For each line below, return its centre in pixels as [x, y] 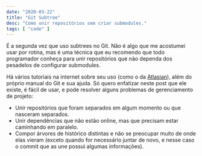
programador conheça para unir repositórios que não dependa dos [90, 59]
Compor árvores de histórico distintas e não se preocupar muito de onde [105, 134]
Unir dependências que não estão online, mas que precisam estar [97, 121]
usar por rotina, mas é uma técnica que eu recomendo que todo [85, 53]
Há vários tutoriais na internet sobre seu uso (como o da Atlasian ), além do [99, 77]
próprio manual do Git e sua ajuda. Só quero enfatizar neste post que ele [96, 83]
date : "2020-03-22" [31, 12]
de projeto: [20, 96]
